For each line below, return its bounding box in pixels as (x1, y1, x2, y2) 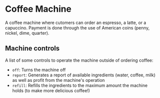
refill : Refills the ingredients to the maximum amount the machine (12, 82, 148, 88)
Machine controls (5, 44, 60, 52)
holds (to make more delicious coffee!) (12, 87, 91, 94)
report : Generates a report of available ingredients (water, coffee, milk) (12, 72, 156, 78)
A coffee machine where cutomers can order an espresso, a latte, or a (5, 20, 146, 25)
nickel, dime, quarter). (5, 30, 50, 36)
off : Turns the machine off (12, 67, 66, 73)
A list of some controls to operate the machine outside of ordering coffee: (5, 57, 154, 63)
